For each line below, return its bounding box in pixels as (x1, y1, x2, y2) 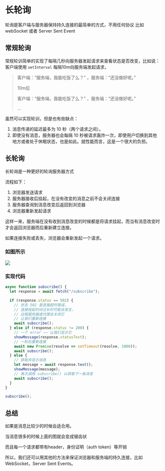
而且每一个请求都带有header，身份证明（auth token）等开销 (5, 444, 127, 450)
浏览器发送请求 (12, 189, 43, 195)
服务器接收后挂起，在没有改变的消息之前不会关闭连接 (12, 196, 120, 201)
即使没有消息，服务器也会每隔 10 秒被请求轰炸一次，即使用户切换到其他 (12, 132, 157, 138)
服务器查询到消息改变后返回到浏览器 (12, 201, 86, 207)
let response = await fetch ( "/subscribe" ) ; (9, 289, 100, 294)
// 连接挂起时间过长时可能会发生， (14, 307, 76, 312)
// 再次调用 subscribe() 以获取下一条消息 (14, 371, 93, 376)
